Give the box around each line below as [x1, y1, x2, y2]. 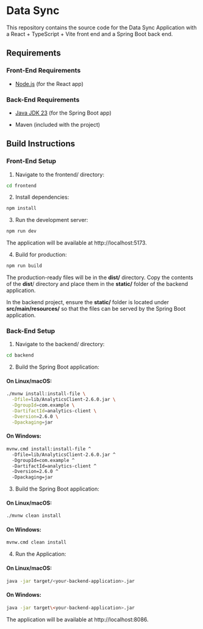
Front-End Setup [6, 157, 57, 165]
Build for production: [15, 251, 67, 258]
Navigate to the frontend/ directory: [15, 171, 105, 178]
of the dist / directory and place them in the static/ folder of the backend [6, 280, 188, 288]
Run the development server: [15, 216, 88, 224]
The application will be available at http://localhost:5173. [6, 239, 148, 247]
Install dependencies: [15, 193, 69, 201]
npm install [6, 205, 37, 211]
